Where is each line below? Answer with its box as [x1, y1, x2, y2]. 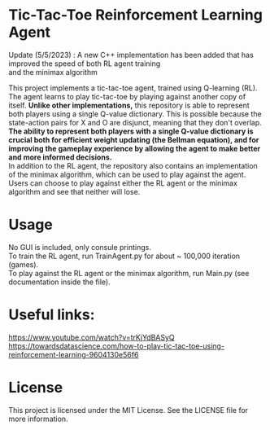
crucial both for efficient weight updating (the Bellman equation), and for [8, 134, 259, 144]
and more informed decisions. [8, 152, 112, 162]
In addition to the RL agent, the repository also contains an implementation [8, 160, 258, 170]
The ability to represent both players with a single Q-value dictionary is [8, 126, 254, 136]
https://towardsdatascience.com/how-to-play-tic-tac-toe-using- [8, 340, 225, 351]
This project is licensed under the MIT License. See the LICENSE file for [8, 405, 249, 415]
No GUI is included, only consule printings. [8, 242, 152, 252]
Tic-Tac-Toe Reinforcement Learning [8, 6, 263, 24]
